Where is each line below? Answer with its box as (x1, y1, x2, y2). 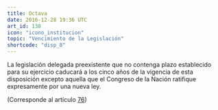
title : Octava (7, 10, 48, 17)
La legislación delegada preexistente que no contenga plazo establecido (7, 61, 212, 68)
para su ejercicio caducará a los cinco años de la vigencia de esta (7, 68, 193, 76)
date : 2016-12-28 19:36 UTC (7, 16, 88, 23)
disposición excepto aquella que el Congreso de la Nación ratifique (7, 75, 197, 83)
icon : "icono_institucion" (7, 29, 84, 36)
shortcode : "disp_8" (7, 42, 66, 49)
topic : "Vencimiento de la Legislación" (7, 36, 125, 42)
